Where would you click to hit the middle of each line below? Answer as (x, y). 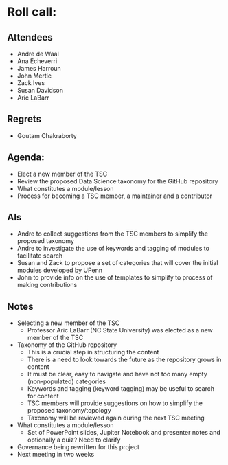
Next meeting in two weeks (56, 455)
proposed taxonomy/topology (69, 411)
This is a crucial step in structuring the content (93, 352)
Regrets (24, 119)
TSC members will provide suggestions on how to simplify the (115, 403)
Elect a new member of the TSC (62, 174)
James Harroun (39, 68)
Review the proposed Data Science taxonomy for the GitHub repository (117, 181)
